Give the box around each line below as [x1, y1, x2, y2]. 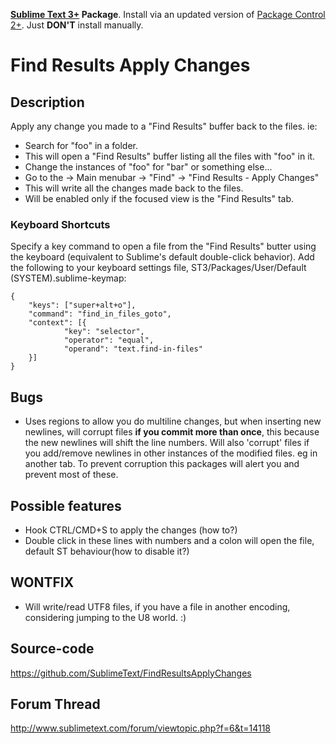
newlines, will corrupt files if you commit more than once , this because [24, 426, 320, 438]
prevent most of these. [24, 469, 119, 481]
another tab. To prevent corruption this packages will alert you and [24, 458, 300, 470]
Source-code [10, 640, 95, 658]
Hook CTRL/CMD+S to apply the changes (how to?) [24, 524, 238, 536]
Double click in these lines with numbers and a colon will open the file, [24, 534, 315, 546]
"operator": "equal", [63, 335, 155, 346]
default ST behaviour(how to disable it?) [24, 545, 190, 557]
